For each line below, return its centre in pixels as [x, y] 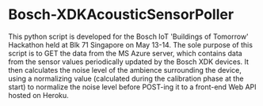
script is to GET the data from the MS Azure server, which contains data [126, 53]
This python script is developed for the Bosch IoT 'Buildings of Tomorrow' [129, 36]
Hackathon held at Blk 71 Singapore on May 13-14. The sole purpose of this [131, 44]
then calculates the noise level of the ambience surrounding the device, [125, 70]
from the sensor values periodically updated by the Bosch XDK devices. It [129, 62]
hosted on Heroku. [38, 95]
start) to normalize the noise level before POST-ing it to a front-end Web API [132, 87]
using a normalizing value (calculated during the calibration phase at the [126, 78]
